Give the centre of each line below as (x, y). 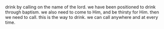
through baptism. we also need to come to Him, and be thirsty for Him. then (82, 12)
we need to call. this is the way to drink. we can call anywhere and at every (82, 17)
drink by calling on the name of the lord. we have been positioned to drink (81, 7)
